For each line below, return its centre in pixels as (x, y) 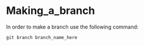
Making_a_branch (51, 11)
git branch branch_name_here (42, 37)
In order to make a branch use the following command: (72, 27)
